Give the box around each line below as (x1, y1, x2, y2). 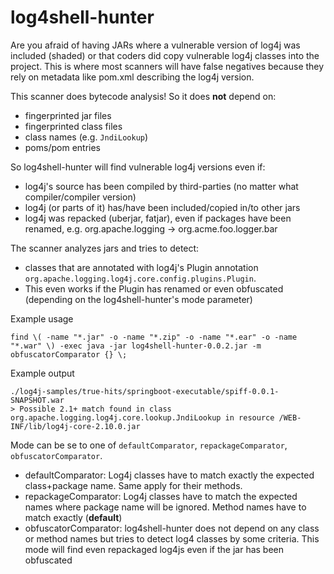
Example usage (10, 312, 74, 325)
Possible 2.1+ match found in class (19, 404, 172, 414)
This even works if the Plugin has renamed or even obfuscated (24, 282, 284, 295)
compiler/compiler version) (24, 191, 137, 203)
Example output (10, 367, 75, 379)
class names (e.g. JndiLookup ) (24, 131, 149, 143)
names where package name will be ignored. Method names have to (24, 501, 307, 513)
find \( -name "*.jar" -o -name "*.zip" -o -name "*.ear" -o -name (10, 332, 298, 342)
